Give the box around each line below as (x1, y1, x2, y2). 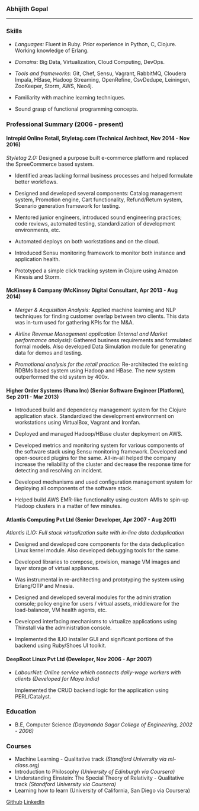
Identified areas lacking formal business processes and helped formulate (14, 172, 193, 179)
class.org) (14, 762, 40, 769)
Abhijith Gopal (6, 5, 49, 13)
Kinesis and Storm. (14, 273, 61, 280)
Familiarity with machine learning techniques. (14, 94, 126, 101)
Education (6, 707, 37, 716)
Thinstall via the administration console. (14, 624, 112, 632)
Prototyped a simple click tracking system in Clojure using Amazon (14, 267, 178, 274)
